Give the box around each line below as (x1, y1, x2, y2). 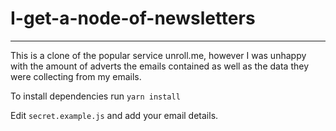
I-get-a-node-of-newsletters (10, 7, 256, 30)
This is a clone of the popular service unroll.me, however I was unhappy (10, 49, 307, 61)
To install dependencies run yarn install (10, 90, 181, 102)
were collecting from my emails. (10, 70, 142, 82)
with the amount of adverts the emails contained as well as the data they (10, 60, 309, 72)
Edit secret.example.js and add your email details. (10, 109, 219, 121)
